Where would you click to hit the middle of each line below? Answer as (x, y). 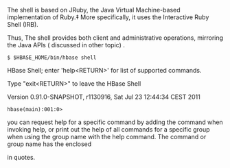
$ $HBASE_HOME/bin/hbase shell (52, 58)
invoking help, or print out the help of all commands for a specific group (109, 129)
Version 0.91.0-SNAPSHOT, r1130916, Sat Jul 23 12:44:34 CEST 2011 (104, 97)
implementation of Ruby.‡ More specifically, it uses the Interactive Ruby (108, 17)
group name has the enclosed (49, 144)
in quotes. (21, 157)
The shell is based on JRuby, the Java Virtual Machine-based (94, 10)
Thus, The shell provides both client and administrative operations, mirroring (115, 38)
